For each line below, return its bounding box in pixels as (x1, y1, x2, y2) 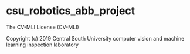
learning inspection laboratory (6, 41, 79, 48)
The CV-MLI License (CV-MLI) (6, 23, 79, 31)
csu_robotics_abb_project (6, 4, 135, 18)
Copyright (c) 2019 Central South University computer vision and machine (6, 35, 185, 42)
